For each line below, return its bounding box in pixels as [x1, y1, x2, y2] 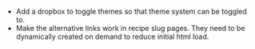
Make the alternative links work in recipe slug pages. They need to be [15, 24, 245, 32]
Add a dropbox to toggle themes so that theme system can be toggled [15, 7, 248, 16]
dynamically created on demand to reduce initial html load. [15, 32, 209, 41]
